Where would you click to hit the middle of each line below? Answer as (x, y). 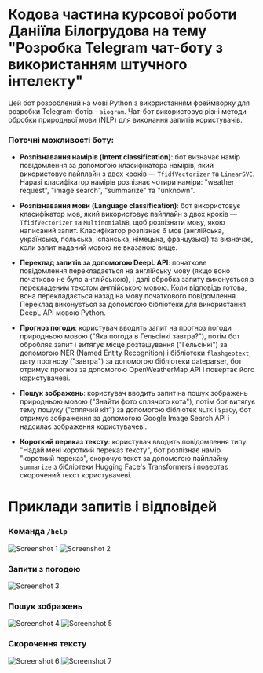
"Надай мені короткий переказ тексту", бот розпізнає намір (120, 450)
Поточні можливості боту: (61, 140)
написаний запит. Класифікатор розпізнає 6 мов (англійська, (122, 231)
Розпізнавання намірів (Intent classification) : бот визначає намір (130, 157)
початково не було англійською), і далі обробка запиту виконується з (137, 280)
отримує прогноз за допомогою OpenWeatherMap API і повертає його (137, 370)
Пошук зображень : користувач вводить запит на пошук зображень (134, 393)
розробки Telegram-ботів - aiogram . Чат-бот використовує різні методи (128, 111)
